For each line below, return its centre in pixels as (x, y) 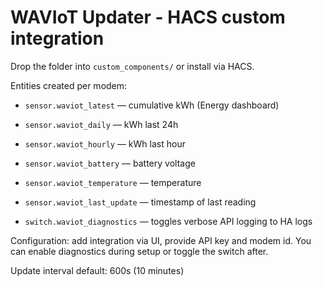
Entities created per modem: (69, 85)
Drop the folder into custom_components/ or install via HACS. (132, 66)
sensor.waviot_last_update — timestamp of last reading (140, 202)
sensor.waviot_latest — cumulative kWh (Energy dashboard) (152, 105)
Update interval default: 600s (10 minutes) (97, 270)
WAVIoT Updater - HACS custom (148, 17)
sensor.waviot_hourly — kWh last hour (105, 143)
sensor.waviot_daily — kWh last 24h (101, 124)
